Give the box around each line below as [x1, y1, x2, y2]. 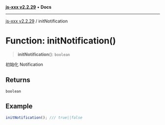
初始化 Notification [5, 61, 44, 67]
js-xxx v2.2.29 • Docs [5, 4, 52, 10]
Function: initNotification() [5, 35, 117, 46]
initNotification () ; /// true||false [5, 115, 83, 120]
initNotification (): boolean [17, 51, 70, 57]
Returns [5, 76, 31, 84]
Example [5, 102, 33, 110]
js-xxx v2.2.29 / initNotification [5, 18, 68, 24]
